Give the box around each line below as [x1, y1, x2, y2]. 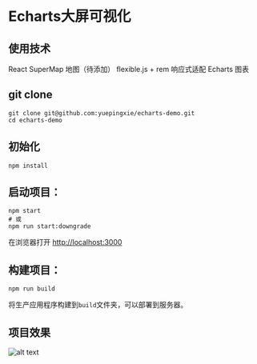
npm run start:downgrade [8, 222, 91, 230]
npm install [8, 162, 48, 170]
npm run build [8, 285, 56, 293]
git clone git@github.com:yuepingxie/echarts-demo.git [8, 109, 195, 117]
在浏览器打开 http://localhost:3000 [8, 238, 122, 247]
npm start [8, 207, 42, 215]
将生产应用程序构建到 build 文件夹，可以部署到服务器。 [8, 300, 188, 310]
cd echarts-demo [8, 116, 62, 124]
